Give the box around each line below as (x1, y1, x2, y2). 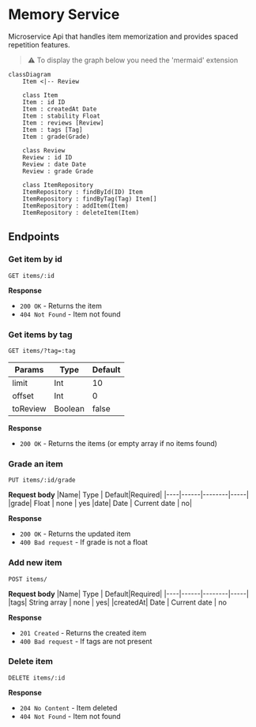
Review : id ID (22, 153, 73, 161)
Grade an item (8, 458, 63, 469)
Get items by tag (8, 329, 73, 340)
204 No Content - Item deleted (19, 703, 118, 712)
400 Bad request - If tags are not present (19, 636, 152, 646)
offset (12, 390, 34, 401)
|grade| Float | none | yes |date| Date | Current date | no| (8, 499, 192, 508)
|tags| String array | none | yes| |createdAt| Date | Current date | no (8, 598, 228, 607)
